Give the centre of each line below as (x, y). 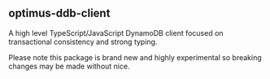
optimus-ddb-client (59, 13)
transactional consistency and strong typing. (83, 42)
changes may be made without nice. (69, 66)
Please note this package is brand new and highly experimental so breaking (135, 57)
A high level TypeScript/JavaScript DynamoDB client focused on (116, 33)
